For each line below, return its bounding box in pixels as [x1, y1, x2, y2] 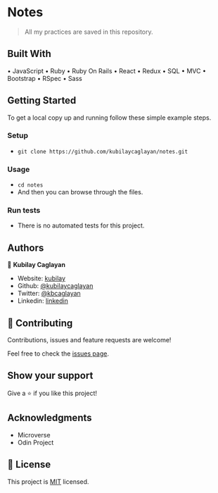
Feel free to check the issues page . [7, 349, 109, 358]
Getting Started [7, 94, 77, 106]
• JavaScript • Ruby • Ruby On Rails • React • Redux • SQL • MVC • [7, 66, 206, 75]
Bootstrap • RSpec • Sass [7, 74, 82, 82]
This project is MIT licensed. [7, 477, 89, 486]
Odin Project [17, 438, 54, 447]
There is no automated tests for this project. [17, 221, 145, 230]
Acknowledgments [7, 412, 93, 424]
